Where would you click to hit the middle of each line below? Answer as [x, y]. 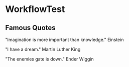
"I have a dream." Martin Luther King [43, 49]
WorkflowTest [35, 9]
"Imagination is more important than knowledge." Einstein [64, 39]
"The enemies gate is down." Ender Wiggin [49, 59]
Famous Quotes [31, 28]
